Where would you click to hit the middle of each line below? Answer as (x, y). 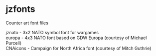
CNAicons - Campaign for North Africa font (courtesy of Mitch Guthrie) (78, 48)
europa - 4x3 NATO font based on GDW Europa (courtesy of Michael (76, 38)
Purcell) (14, 43)
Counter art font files (27, 23)
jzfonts (20, 9)
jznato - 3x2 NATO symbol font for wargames (52, 32)
